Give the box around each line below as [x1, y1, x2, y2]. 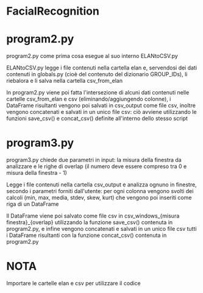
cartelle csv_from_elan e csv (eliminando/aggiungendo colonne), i [6, 96, 171, 103]
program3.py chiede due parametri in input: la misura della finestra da [6, 157, 182, 164]
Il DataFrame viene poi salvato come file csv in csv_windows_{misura [6, 212, 180, 220]
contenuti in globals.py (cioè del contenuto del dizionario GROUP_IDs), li [6, 71, 188, 78]
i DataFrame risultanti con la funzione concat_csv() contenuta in [6, 231, 167, 239]
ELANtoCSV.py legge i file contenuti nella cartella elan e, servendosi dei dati [6, 64, 197, 71]
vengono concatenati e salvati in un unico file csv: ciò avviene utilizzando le [6, 108, 197, 116]
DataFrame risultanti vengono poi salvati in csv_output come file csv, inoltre [6, 102, 196, 109]
